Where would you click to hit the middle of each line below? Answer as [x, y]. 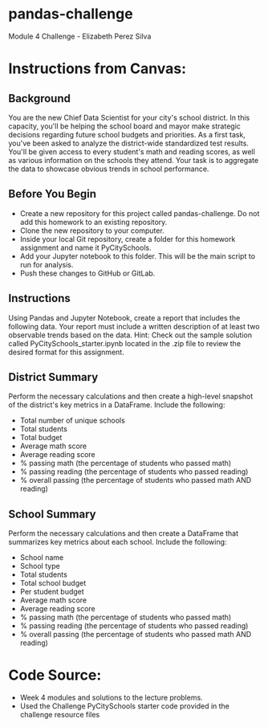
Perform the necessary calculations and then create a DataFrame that [124, 533]
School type [40, 566]
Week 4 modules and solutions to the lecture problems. [111, 698]
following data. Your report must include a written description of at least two [134, 326]
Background [39, 98]
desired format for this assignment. [66, 352]
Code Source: [55, 675]
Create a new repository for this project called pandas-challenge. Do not [140, 213]
